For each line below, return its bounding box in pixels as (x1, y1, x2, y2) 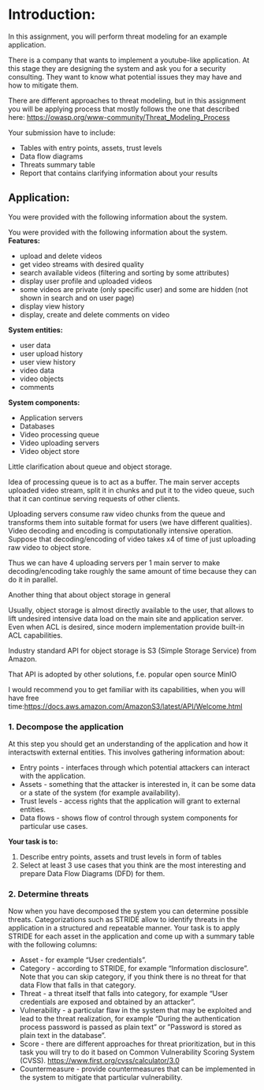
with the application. (19, 771, 86, 781)
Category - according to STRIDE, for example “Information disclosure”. (19, 964, 249, 973)
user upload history (19, 349, 84, 358)
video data (19, 365, 55, 375)
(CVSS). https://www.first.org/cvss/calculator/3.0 (19, 1056, 180, 1066)
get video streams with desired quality (19, 259, 144, 269)
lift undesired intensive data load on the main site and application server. (8, 613, 244, 623)
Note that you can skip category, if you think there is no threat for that (19, 972, 247, 982)
